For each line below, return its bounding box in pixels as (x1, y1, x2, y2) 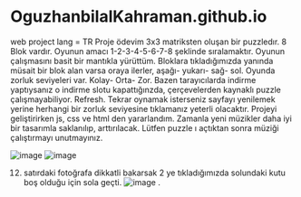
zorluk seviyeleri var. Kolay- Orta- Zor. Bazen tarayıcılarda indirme (10, 74, 257, 85)
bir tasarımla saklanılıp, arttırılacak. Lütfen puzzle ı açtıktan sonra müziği (10, 122, 279, 133)
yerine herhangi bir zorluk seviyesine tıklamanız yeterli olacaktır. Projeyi (10, 103, 277, 114)
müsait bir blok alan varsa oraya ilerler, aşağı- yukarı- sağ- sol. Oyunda (10, 65, 276, 76)
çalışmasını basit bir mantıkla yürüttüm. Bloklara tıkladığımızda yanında (10, 55, 274, 66)
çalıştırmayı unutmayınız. (10, 132, 103, 143)
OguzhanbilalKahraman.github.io (10, 6, 267, 27)
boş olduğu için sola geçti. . (23, 176, 161, 187)
